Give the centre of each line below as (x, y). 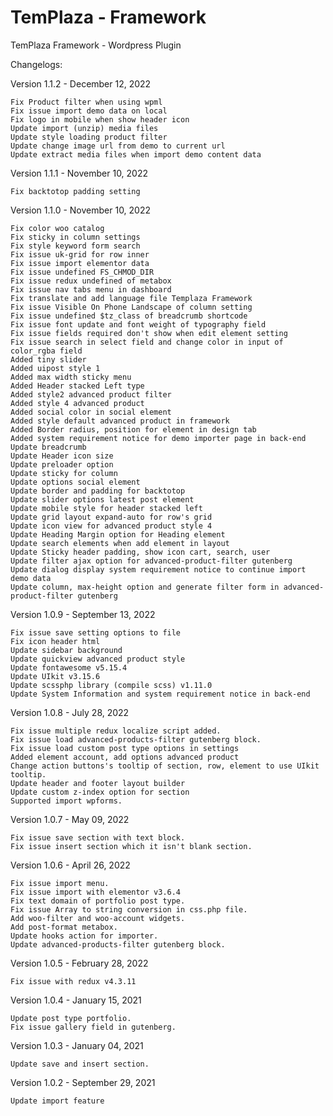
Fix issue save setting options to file (96, 632)
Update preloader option (62, 464)
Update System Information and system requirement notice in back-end (160, 694)
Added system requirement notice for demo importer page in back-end (158, 438)
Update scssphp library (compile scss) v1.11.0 (111, 685)
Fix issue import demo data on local (89, 111)
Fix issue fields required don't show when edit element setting (149, 333)
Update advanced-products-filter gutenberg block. (118, 944)
